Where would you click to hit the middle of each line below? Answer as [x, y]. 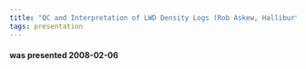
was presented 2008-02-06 [64, 55]
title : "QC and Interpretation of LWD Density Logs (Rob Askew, [134, 18]
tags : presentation [46, 26]
